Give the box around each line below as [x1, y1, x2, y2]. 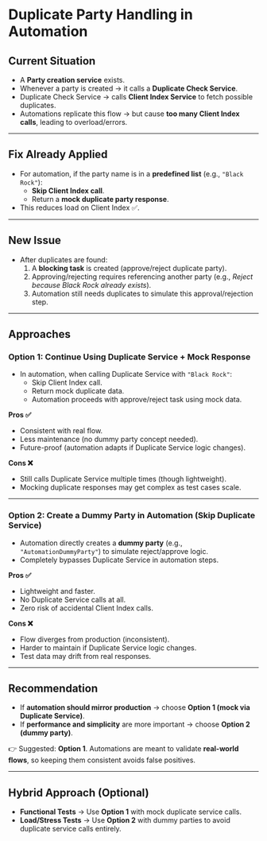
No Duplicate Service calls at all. [19, 595, 126, 604]
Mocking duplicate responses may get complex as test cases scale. [19, 483, 242, 492]
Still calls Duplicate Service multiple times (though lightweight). [19, 475, 226, 484]
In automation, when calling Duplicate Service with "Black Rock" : [19, 370, 233, 379]
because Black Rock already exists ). [31, 280, 152, 289]
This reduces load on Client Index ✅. [19, 203, 141, 212]
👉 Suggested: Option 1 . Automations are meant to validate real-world [8, 744, 239, 754]
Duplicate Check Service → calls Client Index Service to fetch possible [19, 92, 253, 101]
